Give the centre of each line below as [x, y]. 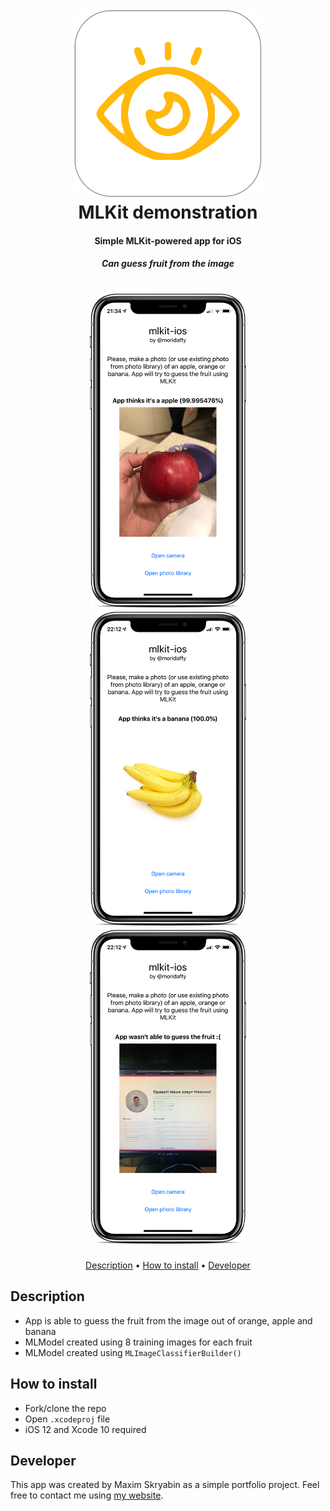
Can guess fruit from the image [168, 264]
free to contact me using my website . [87, 1495]
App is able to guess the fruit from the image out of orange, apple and [168, 1320]
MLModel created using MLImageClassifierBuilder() [133, 1352]
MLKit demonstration [168, 212]
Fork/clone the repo [65, 1408]
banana [40, 1331]
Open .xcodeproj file [67, 1419]
